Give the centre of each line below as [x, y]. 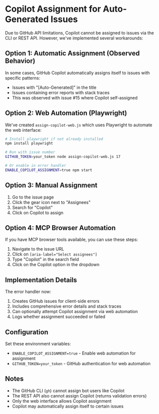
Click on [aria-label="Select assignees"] [54, 254]
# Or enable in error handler [36, 166]
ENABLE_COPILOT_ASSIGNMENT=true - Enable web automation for [74, 353]
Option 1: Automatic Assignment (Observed [72, 53]
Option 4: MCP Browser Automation [60, 228]
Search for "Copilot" [32, 207]
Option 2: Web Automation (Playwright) [66, 113]
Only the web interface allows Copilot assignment [62, 401]
